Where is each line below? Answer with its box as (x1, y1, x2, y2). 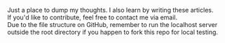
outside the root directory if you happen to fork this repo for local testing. (7, 28, 219, 36)
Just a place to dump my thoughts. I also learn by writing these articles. (7, 6, 214, 14)
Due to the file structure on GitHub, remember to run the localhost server (7, 21, 218, 28)
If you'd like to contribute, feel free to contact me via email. (7, 13, 178, 21)
